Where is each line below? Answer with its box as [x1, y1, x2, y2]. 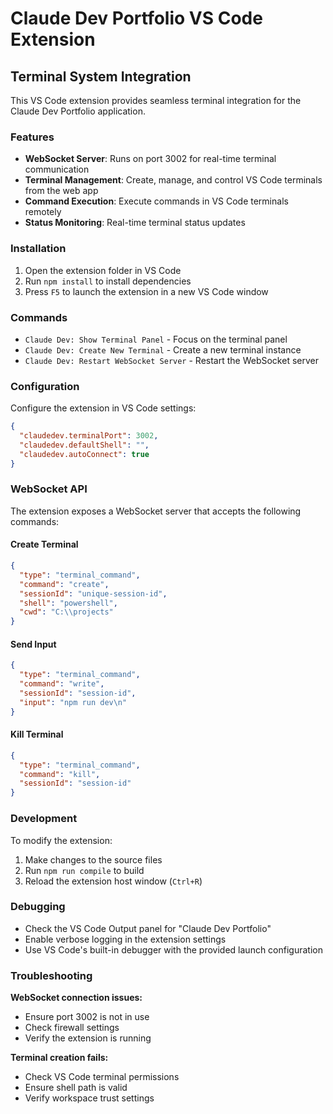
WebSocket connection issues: [10, 992, 143, 1004]
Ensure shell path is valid [24, 1082, 128, 1094]
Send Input [10, 638, 57, 650]
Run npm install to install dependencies [24, 275, 192, 287]
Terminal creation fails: [10, 1052, 109, 1064]
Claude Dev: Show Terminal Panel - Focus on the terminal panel [24, 333, 288, 345]
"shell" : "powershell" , [19, 598, 118, 608]
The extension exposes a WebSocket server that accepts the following [10, 505, 302, 517]
